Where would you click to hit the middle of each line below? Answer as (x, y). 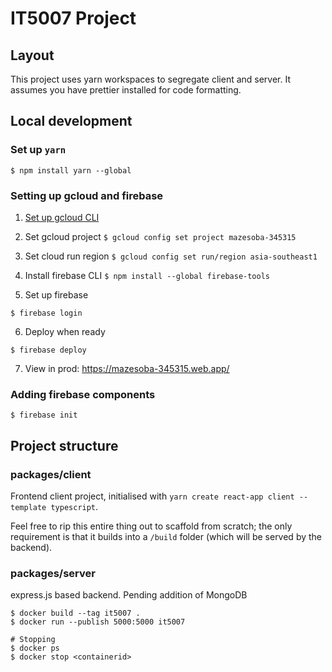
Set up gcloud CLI (62, 217)
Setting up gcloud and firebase (87, 195)
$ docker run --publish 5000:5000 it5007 (98, 622)
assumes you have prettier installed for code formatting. (126, 90)
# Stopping (33, 640)
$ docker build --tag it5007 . (75, 613)
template (28, 507)
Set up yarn (38, 150)
